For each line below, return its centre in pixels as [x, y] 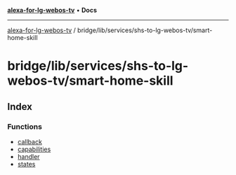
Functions [25, 127]
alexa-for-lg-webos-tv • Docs [52, 10]
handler [28, 156]
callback [29, 141]
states [26, 164]
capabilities [34, 149]
